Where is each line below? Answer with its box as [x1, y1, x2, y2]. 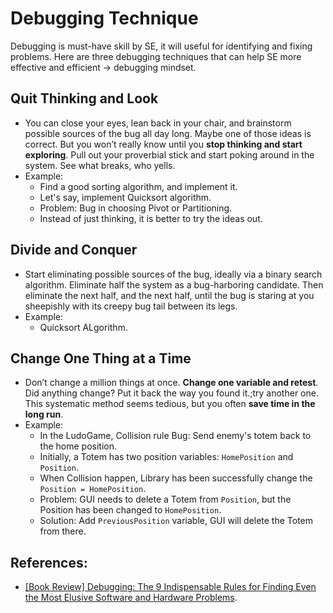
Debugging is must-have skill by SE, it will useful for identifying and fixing [10, 40, 313, 52]
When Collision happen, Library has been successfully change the [39, 472, 313, 484]
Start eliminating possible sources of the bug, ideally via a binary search [24, 268, 323, 280]
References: [10, 554, 88, 571]
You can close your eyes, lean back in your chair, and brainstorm [24, 117, 292, 129]
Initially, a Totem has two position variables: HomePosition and [39, 451, 294, 463]
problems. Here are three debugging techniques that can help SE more [10, 50, 302, 62]
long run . [24, 408, 64, 421]
